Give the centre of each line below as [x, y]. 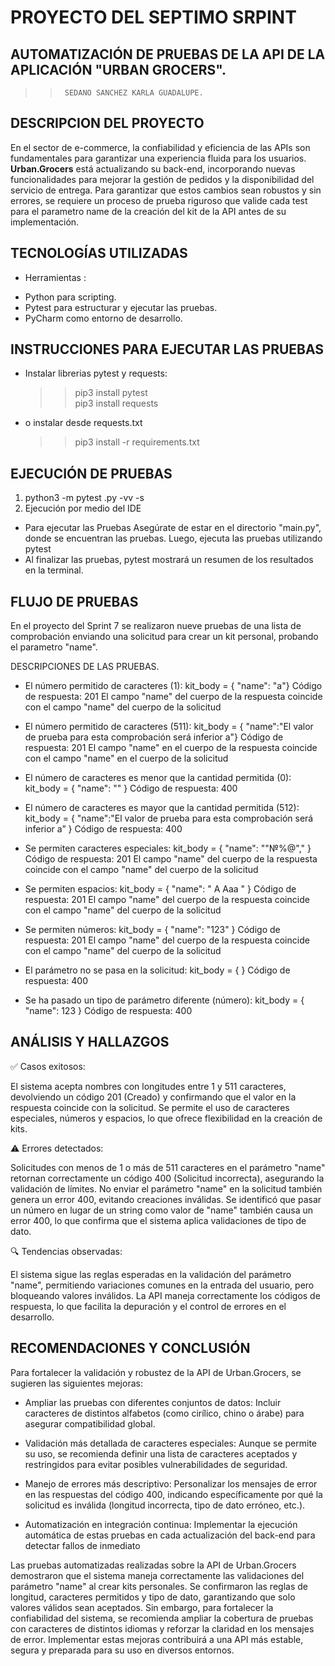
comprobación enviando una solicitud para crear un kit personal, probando [164, 637]
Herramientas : [55, 277]
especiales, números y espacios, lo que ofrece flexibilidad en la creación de [166, 1118]
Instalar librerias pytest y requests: [96, 373]
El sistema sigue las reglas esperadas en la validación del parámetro [151, 1274]
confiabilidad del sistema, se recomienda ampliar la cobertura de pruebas [162, 1618]
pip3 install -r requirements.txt [137, 442]
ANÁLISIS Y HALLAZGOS [90, 1042]
